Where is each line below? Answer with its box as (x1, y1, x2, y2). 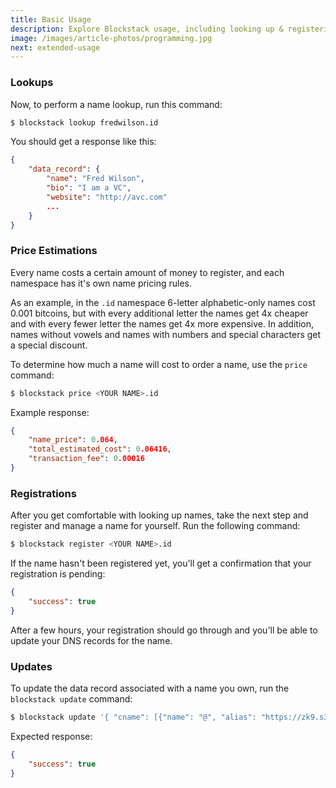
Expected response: (10, 730, 93, 742)
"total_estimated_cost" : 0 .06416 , (28, 444, 172, 455)
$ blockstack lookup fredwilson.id (10, 117, 159, 128)
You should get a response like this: (10, 136, 157, 148)
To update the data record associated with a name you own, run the (10, 682, 290, 695)
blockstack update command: (10, 693, 133, 705)
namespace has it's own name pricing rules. (10, 277, 192, 289)
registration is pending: (10, 568, 106, 580)
